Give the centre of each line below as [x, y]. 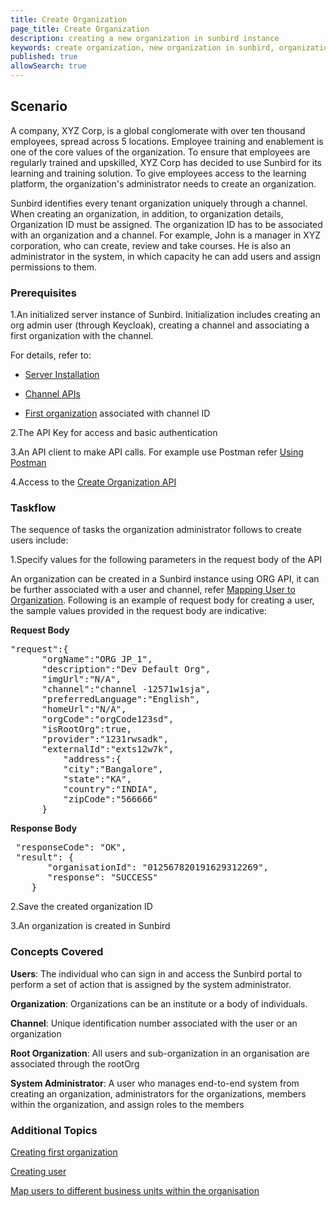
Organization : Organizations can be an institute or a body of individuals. [159, 1003]
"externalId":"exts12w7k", [108, 749]
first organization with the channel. [82, 336]
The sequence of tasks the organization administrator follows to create [156, 530]
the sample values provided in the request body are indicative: [139, 611]
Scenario [39, 106]
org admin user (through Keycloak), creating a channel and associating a [160, 325]
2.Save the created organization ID [81, 907]
